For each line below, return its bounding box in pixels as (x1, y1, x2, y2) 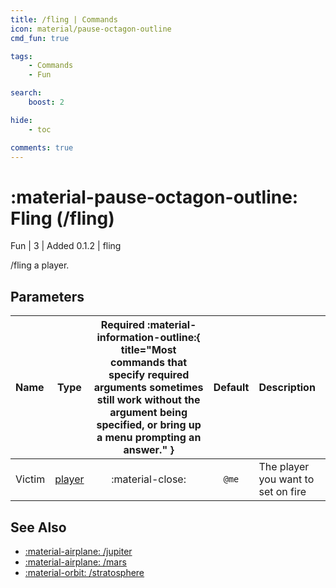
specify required (108, 368, 190, 382)
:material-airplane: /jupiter (24, 545, 133, 557)
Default (213, 381, 250, 395)
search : (10, 88, 43, 98)
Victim (15, 472, 46, 486)
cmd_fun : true (10, 33, 70, 43)
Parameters (10, 288, 85, 305)
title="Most (120, 343, 177, 357)
